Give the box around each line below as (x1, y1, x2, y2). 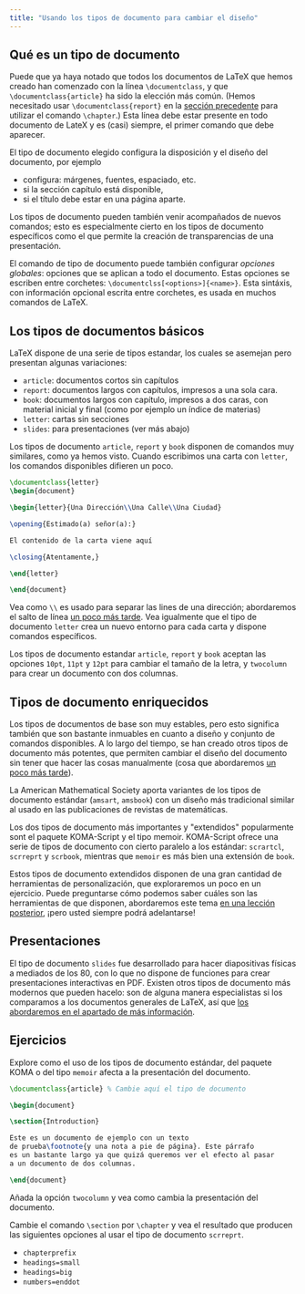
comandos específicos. (9, 631, 97, 642)
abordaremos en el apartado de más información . (9, 1006, 196, 1017)
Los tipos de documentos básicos (9, 323, 205, 338)
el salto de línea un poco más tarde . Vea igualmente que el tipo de (9, 612, 258, 623)
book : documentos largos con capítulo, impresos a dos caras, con (22, 394, 269, 406)
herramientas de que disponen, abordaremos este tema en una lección (9, 897, 276, 908)
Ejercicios (9, 1032, 66, 1049)
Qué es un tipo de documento (9, 47, 180, 63)
